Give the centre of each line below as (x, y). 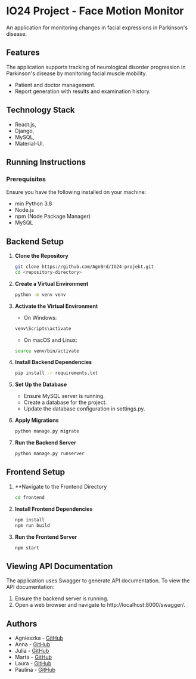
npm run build (32, 525)
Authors (22, 624)
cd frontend (29, 497)
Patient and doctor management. (55, 85)
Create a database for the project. (65, 402)
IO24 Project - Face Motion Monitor (95, 11)
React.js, (26, 124)
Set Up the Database (41, 385)
